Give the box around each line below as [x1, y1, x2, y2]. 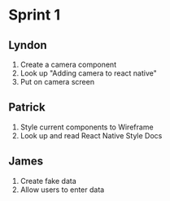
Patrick [8, 100, 46, 115]
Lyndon [8, 38, 47, 52]
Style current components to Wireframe [20, 122, 154, 132]
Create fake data [20, 176, 77, 186]
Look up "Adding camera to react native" [20, 68, 157, 78]
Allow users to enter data [20, 185, 105, 194]
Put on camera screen [20, 77, 95, 86]
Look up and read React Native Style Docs [20, 130, 163, 140]
